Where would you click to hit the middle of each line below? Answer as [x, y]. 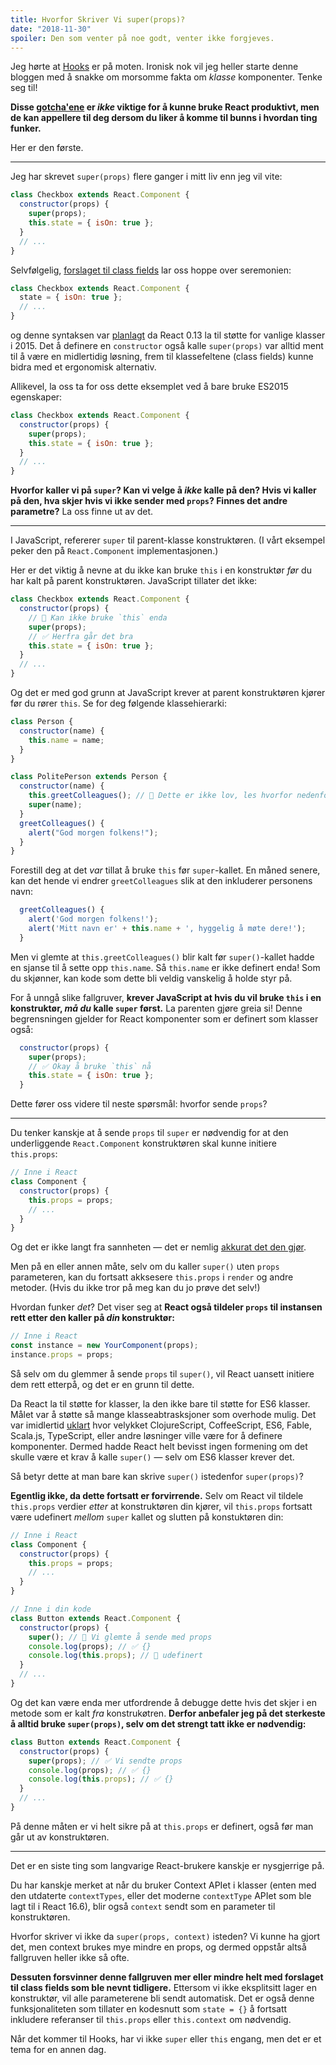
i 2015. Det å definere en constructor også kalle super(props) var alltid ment [167, 345]
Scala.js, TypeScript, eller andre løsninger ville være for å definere [146, 1435]
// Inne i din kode [51, 1609]
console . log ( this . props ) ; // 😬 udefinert [115, 1656]
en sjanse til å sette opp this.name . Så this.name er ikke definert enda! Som [165, 967]
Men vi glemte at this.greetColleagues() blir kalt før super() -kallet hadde [162, 957]
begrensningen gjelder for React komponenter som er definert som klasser [164, 1018]
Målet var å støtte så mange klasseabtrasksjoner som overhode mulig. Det [163, 1414]
